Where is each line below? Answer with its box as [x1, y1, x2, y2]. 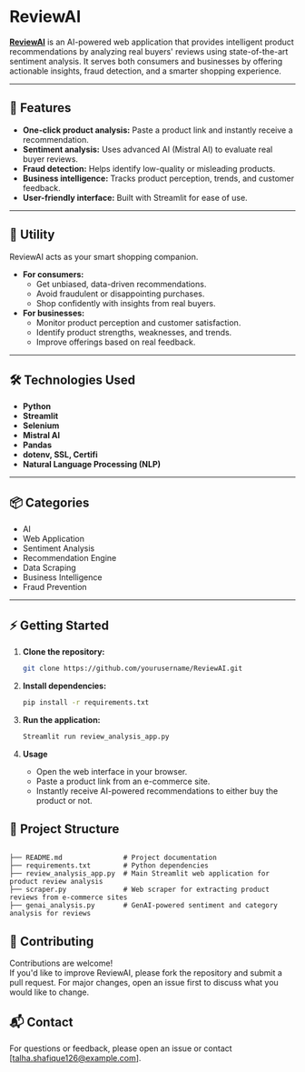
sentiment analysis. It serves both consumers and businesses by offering [9, 55, 283, 66]
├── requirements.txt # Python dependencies [9, 861, 209, 870]
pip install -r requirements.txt [22, 697, 150, 706]
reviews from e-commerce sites [9, 893, 128, 902]
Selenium [22, 420, 60, 431]
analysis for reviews [9, 909, 92, 918]
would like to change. [9, 987, 89, 997]
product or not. [35, 795, 93, 806]
